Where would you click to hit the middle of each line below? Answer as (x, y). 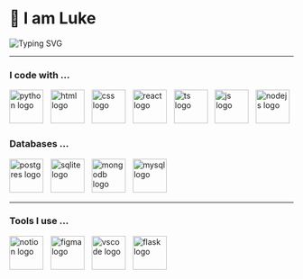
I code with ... (40, 75)
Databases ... (39, 144)
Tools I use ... (39, 221)
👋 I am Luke (53, 18)
